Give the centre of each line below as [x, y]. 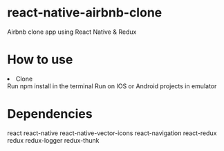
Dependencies [50, 114]
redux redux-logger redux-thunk [53, 140]
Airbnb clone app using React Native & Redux [72, 32]
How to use [40, 60]
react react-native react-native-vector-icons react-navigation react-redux [112, 133]
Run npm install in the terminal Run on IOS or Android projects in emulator [112, 86]
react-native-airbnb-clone [85, 13]
